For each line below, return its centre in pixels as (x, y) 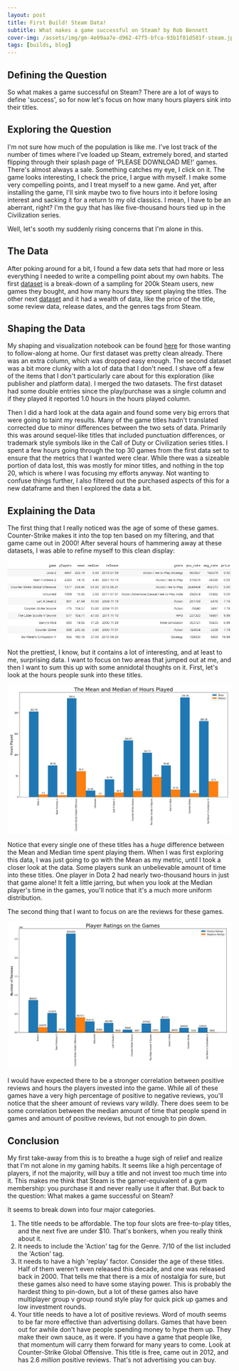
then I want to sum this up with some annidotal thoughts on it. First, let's (113, 667)
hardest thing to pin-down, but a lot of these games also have (108, 1292)
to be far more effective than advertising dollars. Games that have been (122, 1322)
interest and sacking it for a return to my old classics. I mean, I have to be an (119, 200)
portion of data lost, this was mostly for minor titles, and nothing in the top (116, 466)
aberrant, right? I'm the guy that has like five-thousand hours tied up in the (117, 207)
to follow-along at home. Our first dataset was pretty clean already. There (115, 354)
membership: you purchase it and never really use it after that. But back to (116, 1188)
